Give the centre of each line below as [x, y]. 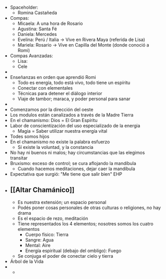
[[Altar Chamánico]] [42, 190]
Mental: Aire [38, 245]
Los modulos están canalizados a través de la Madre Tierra [72, 115]
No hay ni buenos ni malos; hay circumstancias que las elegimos [77, 152]
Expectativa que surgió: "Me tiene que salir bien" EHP [66, 174]
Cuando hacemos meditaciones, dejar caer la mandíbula [76, 169]
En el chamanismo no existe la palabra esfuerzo [60, 142]
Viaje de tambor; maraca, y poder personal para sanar [74, 99]
